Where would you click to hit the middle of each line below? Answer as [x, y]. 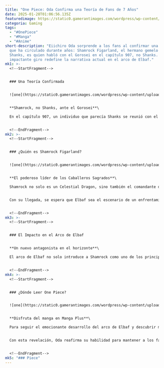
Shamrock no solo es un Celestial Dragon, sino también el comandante [83, 187]
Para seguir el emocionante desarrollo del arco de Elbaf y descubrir [83, 327]
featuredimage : [20, 19]
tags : [10, 28]
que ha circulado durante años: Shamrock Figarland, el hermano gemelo [84, 50]
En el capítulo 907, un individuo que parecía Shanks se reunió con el [84, 117]
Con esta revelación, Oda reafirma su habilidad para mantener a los [82, 340]
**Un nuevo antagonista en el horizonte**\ [54, 248]
